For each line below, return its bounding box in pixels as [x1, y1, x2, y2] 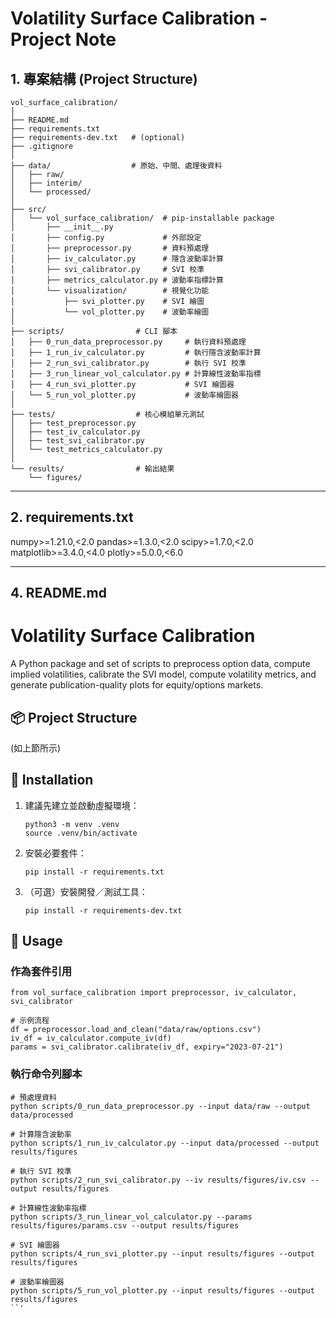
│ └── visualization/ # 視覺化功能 [10, 286, 210, 296]
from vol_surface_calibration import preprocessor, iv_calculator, [10, 988, 298, 998]
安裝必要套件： [24, 847, 87, 859]
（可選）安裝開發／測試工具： [24, 885, 148, 897]
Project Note [10, 28, 117, 51]
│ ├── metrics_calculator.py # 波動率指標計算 [10, 275, 224, 285]
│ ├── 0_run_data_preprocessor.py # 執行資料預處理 [10, 337, 247, 347]
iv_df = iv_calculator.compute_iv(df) [10, 1033, 172, 1044]
